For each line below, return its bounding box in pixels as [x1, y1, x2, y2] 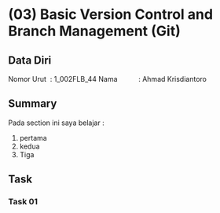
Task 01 [8, 196, 38, 207]
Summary [8, 97, 57, 111]
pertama [19, 133, 47, 142]
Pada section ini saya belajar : [8, 118, 104, 127]
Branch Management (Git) [8, 22, 181, 40]
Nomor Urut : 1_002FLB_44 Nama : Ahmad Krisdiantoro [8, 75, 207, 83]
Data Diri [8, 53, 52, 67]
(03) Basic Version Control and [8, 6, 214, 24]
